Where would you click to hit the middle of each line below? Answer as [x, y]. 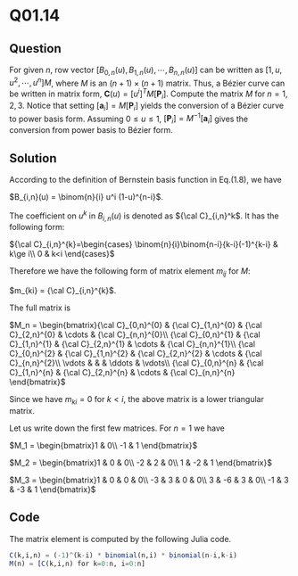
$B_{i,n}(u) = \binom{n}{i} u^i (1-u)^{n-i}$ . [86, 196]
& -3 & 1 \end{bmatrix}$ [53, 490]
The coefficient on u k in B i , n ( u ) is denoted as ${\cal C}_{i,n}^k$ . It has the [144, 216]
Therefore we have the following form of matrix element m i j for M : [130, 272]
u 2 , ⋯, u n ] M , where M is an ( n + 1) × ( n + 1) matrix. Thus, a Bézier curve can [147, 82]
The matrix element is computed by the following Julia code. [120, 539]
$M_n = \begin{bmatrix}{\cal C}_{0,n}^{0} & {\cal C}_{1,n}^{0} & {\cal [136, 325]
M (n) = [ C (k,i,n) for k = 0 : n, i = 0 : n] [77, 564]
